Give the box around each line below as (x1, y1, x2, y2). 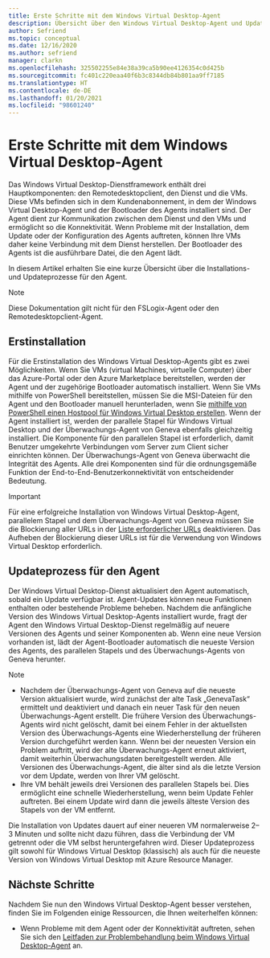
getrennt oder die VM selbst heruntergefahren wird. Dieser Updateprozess (8, 837, 255, 847)
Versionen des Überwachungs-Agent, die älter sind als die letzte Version (19, 762, 261, 772)
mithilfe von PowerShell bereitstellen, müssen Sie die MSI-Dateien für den (8, 391, 253, 400)
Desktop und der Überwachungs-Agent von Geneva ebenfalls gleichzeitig (8, 424, 253, 434)
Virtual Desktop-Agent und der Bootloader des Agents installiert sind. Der (8, 206, 252, 215)
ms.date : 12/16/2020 (8, 42, 78, 50)
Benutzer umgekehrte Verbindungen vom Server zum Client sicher (8, 441, 229, 451)
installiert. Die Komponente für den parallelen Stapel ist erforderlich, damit (8, 433, 254, 443)
